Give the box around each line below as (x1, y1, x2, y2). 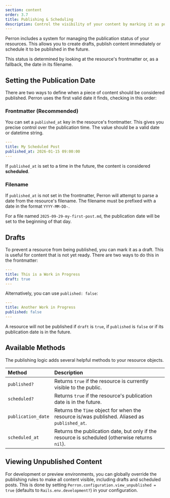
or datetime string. (5, 130, 44, 136)
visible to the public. (54, 384, 102, 391)
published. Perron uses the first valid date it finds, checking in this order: (5, 95, 157, 101)
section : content (5, 7, 42, 13)
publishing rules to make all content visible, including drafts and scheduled (5, 476, 161, 482)
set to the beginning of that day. (5, 218, 72, 224)
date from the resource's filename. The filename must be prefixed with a (5, 198, 156, 204)
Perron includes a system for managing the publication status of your (5, 35, 150, 42)
